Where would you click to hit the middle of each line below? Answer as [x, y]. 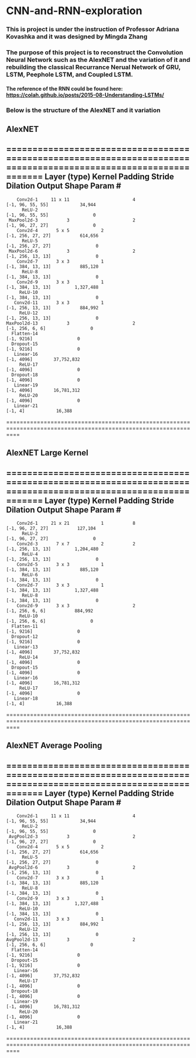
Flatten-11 [25, 626]
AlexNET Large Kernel [47, 453]
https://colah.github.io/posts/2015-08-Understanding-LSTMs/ [85, 95]
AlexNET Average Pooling [54, 745]
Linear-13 [26, 647]
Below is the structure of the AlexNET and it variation [83, 110]
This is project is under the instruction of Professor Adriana [93, 29]
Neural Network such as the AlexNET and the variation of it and [98, 60]
